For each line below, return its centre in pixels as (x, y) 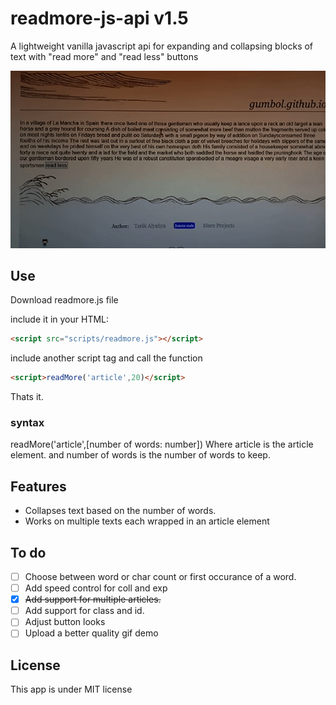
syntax (27, 423)
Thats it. (27, 397)
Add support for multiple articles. (93, 599)
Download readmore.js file (64, 300)
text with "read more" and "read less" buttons (104, 56)
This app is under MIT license (71, 689)
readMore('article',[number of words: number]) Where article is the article (162, 444)
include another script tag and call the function (106, 358)
